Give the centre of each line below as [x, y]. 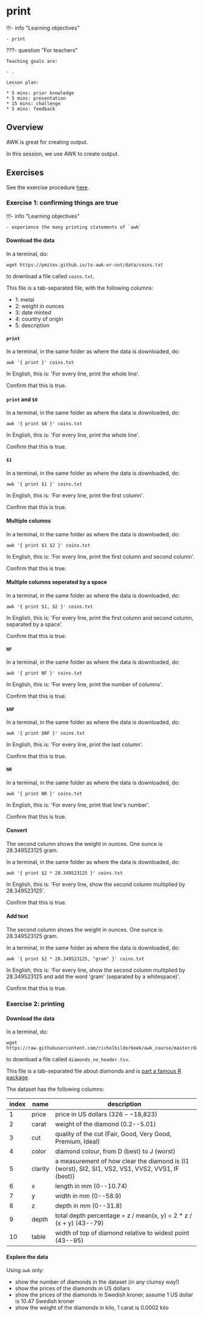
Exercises [25, 173]
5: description [32, 325]
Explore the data [27, 1257]
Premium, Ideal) [78, 1142]
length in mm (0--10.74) [92, 1186]
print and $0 [22, 399]
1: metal [24, 300]
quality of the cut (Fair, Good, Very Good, [114, 1134]
